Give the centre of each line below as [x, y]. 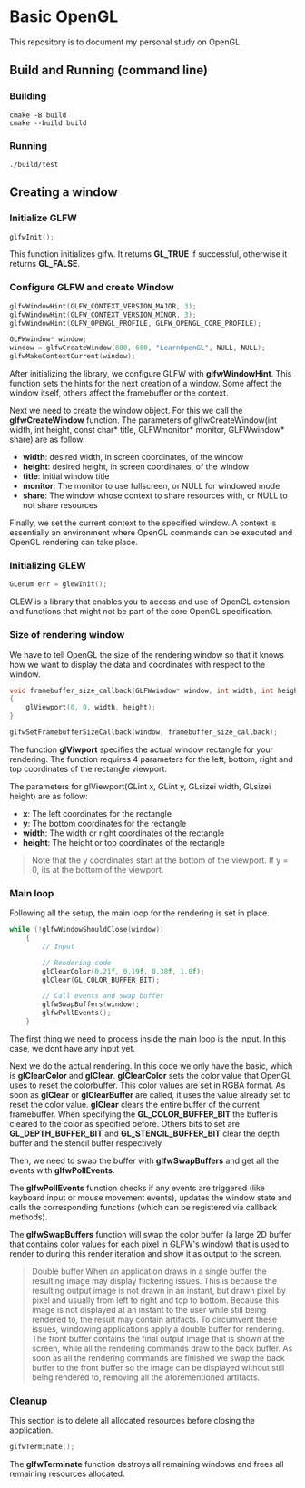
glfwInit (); [32, 237]
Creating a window [64, 192]
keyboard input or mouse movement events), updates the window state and [151, 1197]
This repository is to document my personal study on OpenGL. [126, 42]
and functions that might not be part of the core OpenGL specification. [141, 612]
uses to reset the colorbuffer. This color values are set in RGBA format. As [148, 1085]
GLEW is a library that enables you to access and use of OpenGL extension [150, 602]
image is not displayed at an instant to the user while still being [149, 1309]
